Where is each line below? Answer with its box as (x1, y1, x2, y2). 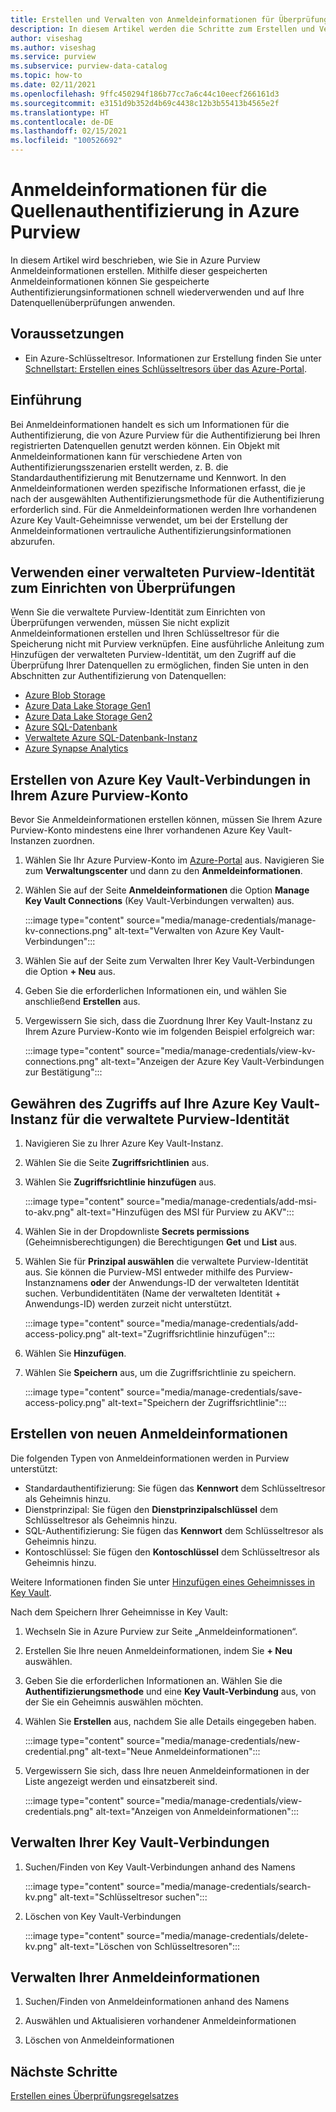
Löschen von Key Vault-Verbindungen (24, 1910, 182, 1922)
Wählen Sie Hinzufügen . (24, 1347, 127, 1359)
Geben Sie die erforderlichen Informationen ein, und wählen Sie (24, 985, 287, 997)
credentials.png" (24, 1805, 94, 1817)
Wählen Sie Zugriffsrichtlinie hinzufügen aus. (24, 1176, 217, 1188)
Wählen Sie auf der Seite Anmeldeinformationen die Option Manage (24, 884, 310, 896)
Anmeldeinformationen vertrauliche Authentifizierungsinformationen (10, 524, 292, 536)
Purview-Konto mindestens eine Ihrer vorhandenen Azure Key (10, 824, 266, 836)
